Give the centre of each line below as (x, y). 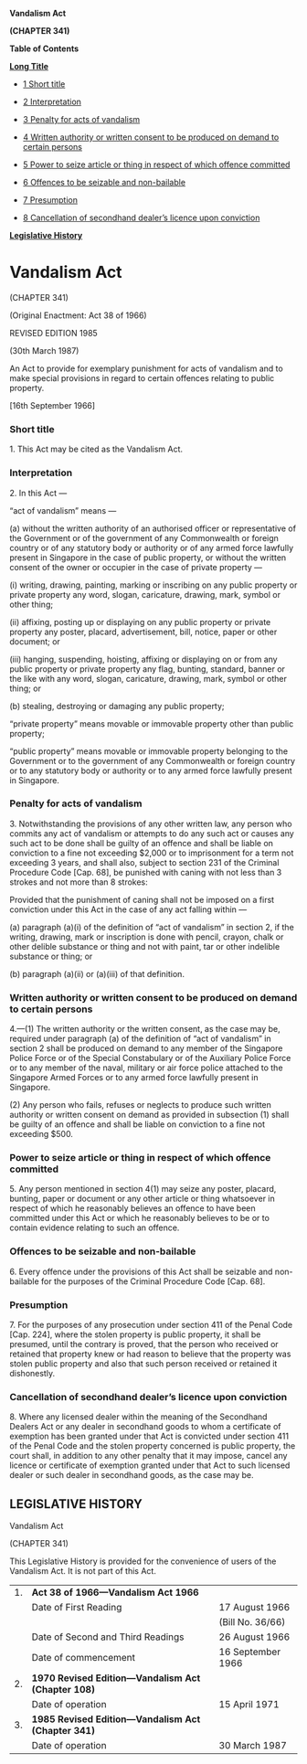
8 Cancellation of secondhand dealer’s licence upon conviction (141, 218)
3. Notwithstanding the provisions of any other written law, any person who (151, 824)
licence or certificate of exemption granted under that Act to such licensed (150, 1465)
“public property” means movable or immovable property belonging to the (149, 751)
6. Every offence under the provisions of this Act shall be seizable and (141, 1271)
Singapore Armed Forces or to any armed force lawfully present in (134, 1078)
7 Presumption (50, 200)
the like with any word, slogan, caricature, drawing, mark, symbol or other (148, 678)
